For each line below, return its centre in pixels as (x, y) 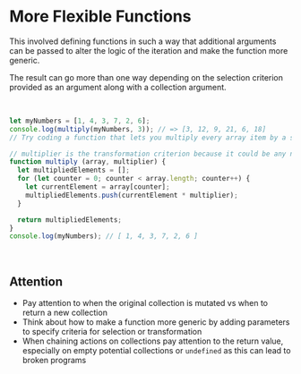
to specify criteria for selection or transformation (112, 332)
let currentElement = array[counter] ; (98, 187)
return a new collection (64, 313)
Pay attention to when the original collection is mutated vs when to (145, 303)
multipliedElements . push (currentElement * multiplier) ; (132, 195)
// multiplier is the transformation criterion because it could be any (148, 154)
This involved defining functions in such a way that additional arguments (143, 41)
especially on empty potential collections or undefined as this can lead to (156, 351)
